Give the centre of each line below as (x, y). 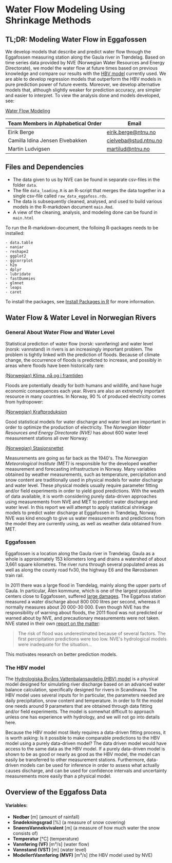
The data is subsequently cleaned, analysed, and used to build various (88, 201)
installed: (15, 233)
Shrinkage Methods (48, 20)
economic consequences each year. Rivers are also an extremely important (85, 391)
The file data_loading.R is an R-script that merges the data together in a (89, 190)
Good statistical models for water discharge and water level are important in (85, 421)
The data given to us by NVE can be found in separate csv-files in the (86, 179)
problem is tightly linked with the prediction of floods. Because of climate (83, 354)
